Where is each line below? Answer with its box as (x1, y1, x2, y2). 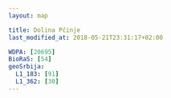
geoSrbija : (8, 63, 45, 71)
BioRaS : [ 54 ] (8, 55, 52, 64)
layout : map (8, 11, 48, 20)
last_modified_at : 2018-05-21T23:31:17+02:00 (8, 33, 163, 41)
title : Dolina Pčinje (8, 25, 81, 34)
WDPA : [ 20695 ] (8, 48, 56, 56)
